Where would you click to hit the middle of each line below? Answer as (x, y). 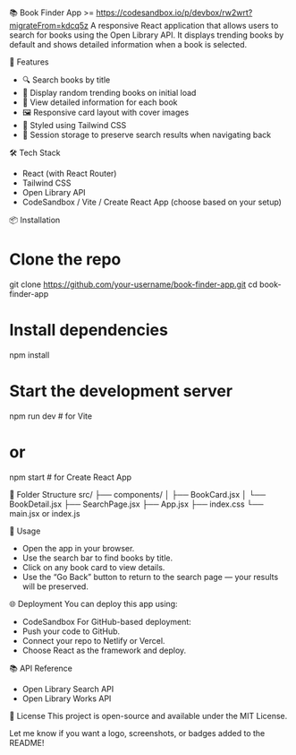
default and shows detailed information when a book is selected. (128, 44)
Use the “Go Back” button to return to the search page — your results (150, 577)
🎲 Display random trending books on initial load (109, 93)
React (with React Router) (69, 174)
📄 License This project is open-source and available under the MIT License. (148, 716)
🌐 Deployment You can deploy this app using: (93, 603)
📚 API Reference (41, 668)
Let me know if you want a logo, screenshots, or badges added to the (137, 733)
